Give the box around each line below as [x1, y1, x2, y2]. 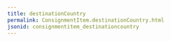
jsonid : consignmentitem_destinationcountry [7, 23, 139, 30]
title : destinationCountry [7, 10, 86, 17]
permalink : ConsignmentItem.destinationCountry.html [7, 17, 165, 24]
